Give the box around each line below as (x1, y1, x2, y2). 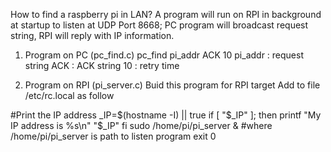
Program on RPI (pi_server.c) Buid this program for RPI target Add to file (24, 79, 321, 91)
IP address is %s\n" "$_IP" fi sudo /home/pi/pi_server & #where (10, 120, 273, 131)
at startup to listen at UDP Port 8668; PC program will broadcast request (10, 19, 309, 31)
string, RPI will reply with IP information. (10, 30, 175, 41)
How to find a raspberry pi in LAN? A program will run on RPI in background (10, 9, 322, 20)
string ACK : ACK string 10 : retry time (24, 60, 180, 71)
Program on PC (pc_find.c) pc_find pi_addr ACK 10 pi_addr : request (24, 49, 304, 61)
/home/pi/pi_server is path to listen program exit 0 (10, 130, 217, 142)
